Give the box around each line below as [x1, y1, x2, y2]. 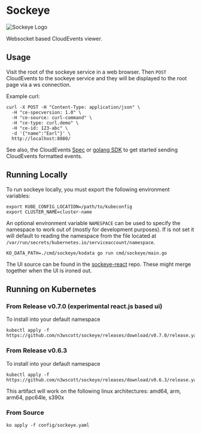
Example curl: [6, 92, 40, 99]
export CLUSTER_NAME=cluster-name [6, 209, 93, 215]
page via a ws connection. [6, 81, 71, 88]
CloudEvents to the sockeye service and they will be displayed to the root [6, 74, 187, 81]
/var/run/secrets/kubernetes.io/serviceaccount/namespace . [6, 238, 156, 245]
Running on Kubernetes [6, 284, 97, 294]
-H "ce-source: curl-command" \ [11, 114, 93, 120]
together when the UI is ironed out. [6, 267, 92, 274]
